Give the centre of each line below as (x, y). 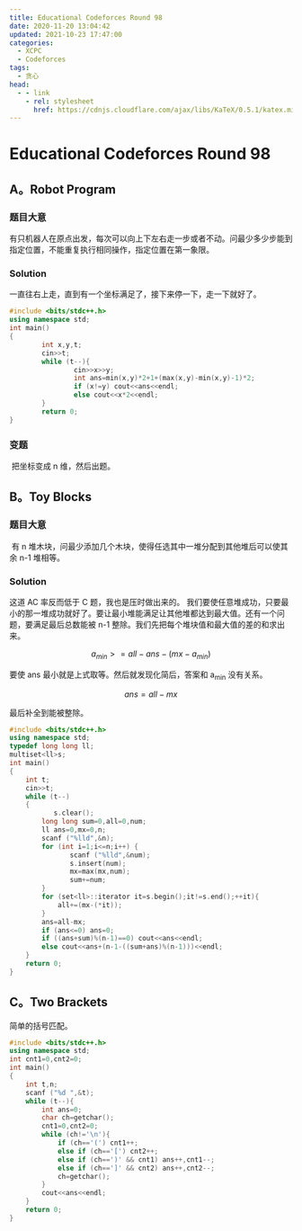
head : (19, 85)
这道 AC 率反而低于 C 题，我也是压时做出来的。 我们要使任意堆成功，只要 (145, 602)
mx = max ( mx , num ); (100, 872)
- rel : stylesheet (60, 101)
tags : (19, 68)
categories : (31, 43)
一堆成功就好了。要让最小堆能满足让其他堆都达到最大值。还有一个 (155, 613)
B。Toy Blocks (51, 497)
